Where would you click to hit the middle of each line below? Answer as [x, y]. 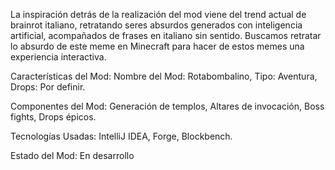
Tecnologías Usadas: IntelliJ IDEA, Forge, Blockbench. [121, 136]
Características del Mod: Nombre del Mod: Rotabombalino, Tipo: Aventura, [164, 76]
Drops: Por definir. [48, 87]
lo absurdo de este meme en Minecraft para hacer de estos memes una [157, 46]
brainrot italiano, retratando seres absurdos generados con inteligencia [156, 25]
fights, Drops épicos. [53, 117]
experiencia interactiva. [58, 57]
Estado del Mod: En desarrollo [72, 155]
